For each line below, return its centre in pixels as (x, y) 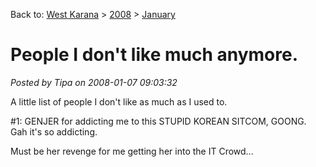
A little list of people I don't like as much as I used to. (119, 101)
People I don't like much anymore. (154, 55)
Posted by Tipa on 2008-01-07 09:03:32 (94, 82)
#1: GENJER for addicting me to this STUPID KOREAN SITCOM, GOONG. (158, 121)
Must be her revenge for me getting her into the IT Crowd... (132, 151)
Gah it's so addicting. (54, 131)
